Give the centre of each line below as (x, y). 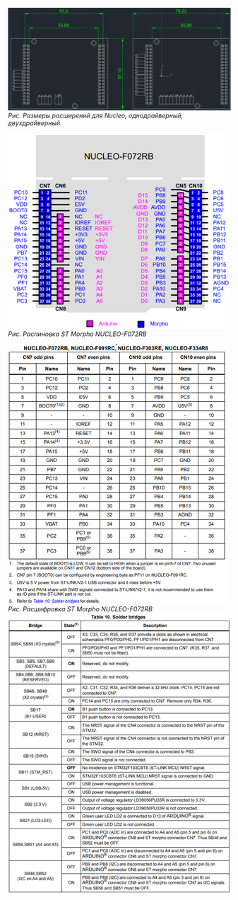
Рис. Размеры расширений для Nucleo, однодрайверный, (96, 116)
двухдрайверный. (35, 123)
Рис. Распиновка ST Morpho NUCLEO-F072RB (77, 334)
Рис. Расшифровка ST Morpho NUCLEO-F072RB (80, 608)
